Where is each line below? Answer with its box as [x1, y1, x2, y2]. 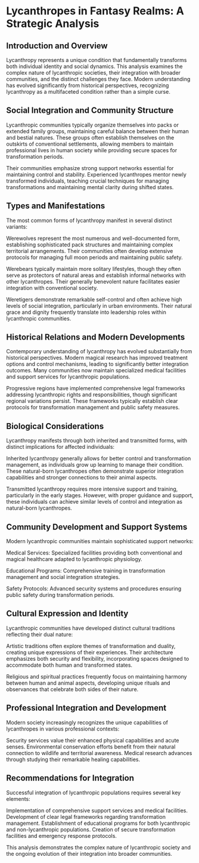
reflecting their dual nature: [6, 631, 73, 638]
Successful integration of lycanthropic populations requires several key [6, 789, 181, 796]
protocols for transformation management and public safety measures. [6, 404, 180, 411]
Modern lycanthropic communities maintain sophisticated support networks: [6, 538, 194, 545]
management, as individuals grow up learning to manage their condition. [6, 461, 184, 469]
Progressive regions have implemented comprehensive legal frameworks [6, 385, 186, 392]
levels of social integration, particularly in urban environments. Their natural [6, 302, 192, 309]
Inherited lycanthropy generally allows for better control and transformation [6, 455, 191, 462]
